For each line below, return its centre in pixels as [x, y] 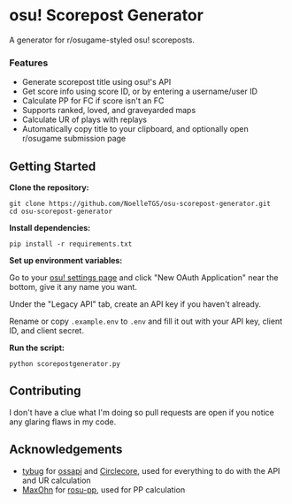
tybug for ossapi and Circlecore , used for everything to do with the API [151, 470]
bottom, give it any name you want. [73, 287]
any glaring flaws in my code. [63, 422]
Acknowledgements [66, 450]
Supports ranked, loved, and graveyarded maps [109, 111]
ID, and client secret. [46, 331]
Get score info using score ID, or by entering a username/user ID [140, 92]
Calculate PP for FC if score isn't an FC [93, 101]
